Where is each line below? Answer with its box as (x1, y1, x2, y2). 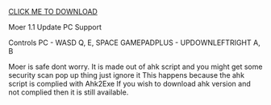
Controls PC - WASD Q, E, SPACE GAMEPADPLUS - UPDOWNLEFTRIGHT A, (8, 38, 261, 47)
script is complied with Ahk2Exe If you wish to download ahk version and (8, 79, 252, 88)
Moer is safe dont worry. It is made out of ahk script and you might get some (8, 62, 263, 71)
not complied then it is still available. (8, 87, 129, 97)
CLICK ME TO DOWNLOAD (8, 7, 98, 16)
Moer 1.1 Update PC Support (8, 22, 102, 31)
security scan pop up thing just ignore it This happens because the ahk (8, 71, 244, 79)
